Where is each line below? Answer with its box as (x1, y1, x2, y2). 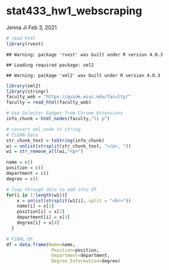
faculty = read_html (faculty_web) (6, 99, 92, 105)
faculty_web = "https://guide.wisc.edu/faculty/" (6, 94, 132, 100)
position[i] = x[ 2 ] (17, 209, 65, 215)
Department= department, (51, 253, 110, 259)
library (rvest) (6, 40, 44, 47)
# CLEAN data (6, 132, 39, 138)
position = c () (6, 165, 44, 171)
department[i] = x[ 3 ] (17, 214, 70, 221)
